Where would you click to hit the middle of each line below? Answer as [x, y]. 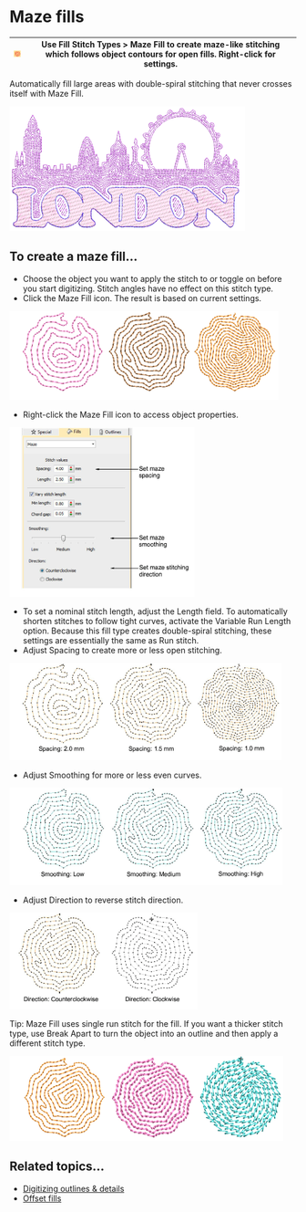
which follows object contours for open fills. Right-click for [160, 54]
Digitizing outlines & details [73, 1188]
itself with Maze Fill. [47, 93]
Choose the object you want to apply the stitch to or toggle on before [152, 278]
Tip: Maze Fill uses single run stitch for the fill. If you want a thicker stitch [147, 1023]
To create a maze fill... [74, 257]
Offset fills [42, 1198]
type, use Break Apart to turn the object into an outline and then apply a [144, 1033]
